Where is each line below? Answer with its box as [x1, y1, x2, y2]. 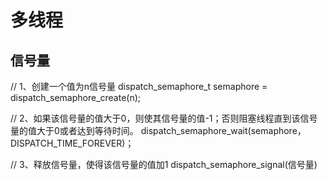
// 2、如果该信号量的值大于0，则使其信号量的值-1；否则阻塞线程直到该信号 [10, 112, 318, 124]
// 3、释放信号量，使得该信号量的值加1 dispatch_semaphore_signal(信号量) [10, 159, 318, 170]
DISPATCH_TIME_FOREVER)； [10, 137, 135, 149]
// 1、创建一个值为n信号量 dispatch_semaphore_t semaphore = [10, 81, 268, 92]
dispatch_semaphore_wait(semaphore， [140, 125, 307, 136]
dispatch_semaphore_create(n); [10, 92, 142, 103]
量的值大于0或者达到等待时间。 [10, 125, 139, 136]
